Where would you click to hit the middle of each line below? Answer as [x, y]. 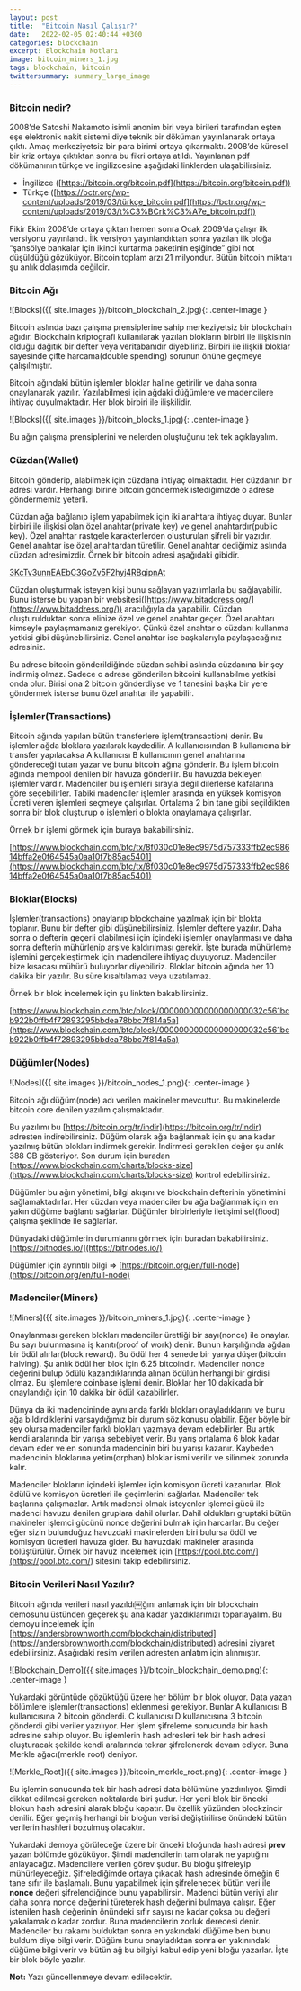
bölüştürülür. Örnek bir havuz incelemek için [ [93, 1551]
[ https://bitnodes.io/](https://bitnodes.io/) [86, 1247]
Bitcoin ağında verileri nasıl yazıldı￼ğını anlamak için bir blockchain [134, 1604]
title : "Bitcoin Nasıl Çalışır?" [74, 26]
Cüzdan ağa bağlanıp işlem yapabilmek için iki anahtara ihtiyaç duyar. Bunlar [151, 516]
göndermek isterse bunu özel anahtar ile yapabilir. [102, 692]
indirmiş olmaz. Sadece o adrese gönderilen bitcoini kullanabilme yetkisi [142, 674]
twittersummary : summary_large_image [80, 76]
